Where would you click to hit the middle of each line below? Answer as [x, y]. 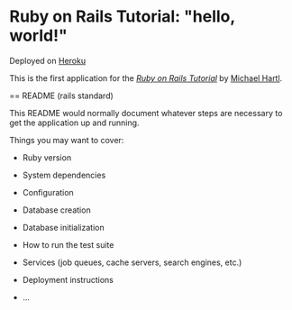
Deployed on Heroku [48, 60]
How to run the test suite [68, 244]
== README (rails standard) [62, 96]
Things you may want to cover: [67, 140]
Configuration [48, 192]
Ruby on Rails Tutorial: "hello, [123, 17]
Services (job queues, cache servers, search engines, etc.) [132, 262]
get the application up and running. [74, 123]
